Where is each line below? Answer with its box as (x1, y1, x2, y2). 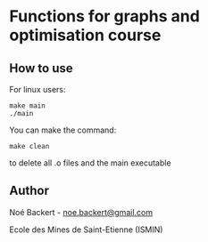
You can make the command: (9, 125, 117, 135)
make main (9, 101, 46, 110)
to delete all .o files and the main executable (9, 157, 171, 168)
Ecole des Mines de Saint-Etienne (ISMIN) (9, 224, 163, 235)
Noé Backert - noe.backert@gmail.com (9, 206, 154, 217)
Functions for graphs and (9, 6, 201, 27)
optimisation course (9, 25, 162, 45)
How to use (9, 60, 73, 76)
